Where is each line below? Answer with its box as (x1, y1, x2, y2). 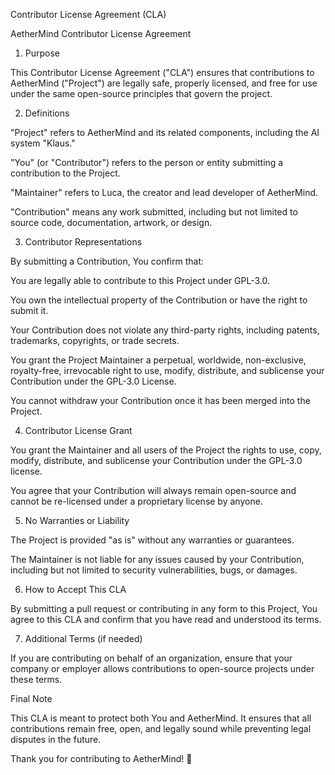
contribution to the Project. (10, 167, 121, 179)
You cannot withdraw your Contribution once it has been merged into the (10, 395, 311, 406)
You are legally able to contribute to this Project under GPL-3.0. (10, 275, 271, 286)
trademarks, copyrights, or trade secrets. (10, 335, 180, 346)
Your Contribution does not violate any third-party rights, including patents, (10, 324, 320, 336)
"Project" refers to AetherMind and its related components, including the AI (10, 127, 320, 138)
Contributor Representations (24, 236, 143, 248)
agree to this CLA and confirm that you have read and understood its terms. (10, 614, 322, 625)
